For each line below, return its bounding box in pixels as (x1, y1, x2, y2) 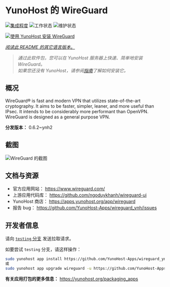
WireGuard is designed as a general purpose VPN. (5, 114, 110, 120)
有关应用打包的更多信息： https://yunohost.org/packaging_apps (5, 275, 138, 282)
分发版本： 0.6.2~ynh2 (5, 124, 53, 130)
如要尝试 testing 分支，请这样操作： (5, 246, 81, 252)
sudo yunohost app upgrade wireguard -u (5, 266, 92, 271)
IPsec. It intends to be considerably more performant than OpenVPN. (5, 108, 149, 114)
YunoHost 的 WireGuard (5, 5, 108, 16)
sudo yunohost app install (5, 257, 62, 262)
